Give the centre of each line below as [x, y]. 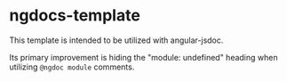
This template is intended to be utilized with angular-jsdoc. [116, 40]
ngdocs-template [75, 16]
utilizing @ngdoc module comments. [72, 67]
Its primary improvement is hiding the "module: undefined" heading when [143, 57]
